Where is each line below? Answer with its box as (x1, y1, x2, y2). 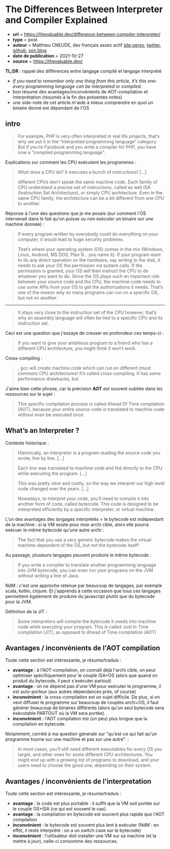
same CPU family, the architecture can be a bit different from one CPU (17, 195, 164, 201)
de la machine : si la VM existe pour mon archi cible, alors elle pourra (5, 521, 149, 527)
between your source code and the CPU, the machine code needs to (17, 278, 161, 285)
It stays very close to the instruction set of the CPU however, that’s (17, 309, 157, 316)
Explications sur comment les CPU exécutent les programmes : (5, 159, 137, 165)
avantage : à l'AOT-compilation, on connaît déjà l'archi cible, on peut (12, 667, 156, 673)
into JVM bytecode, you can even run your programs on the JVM (17, 567, 153, 573)
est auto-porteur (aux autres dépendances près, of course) (12, 688, 136, 695)
